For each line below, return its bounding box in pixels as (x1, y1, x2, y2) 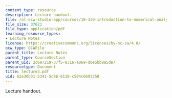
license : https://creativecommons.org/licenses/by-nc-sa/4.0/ (5, 41, 141, 46)
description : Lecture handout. (5, 12, 72, 17)
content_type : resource (5, 7, 56, 13)
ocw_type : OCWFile (5, 45, 45, 51)
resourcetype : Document (5, 64, 56, 69)
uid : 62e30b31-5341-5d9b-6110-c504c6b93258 (5, 74, 100, 79)
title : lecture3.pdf (5, 69, 50, 75)
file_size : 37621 (5, 21, 42, 27)
